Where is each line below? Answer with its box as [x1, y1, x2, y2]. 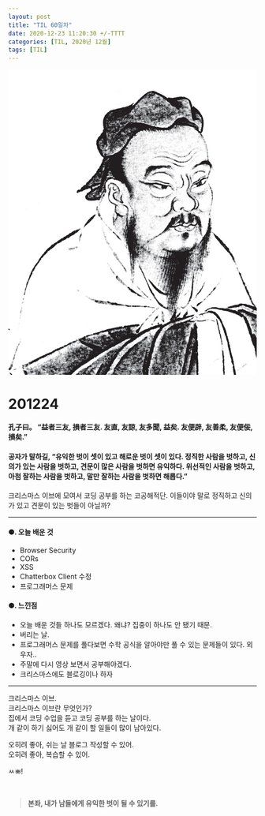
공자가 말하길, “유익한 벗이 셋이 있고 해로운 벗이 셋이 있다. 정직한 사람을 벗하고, [8, 452, 248, 462]
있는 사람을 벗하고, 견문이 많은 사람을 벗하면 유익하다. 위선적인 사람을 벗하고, [22, 462, 256, 471]
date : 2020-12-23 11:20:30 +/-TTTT [8, 29, 125, 37]
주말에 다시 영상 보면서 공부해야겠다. [19, 660, 132, 669]
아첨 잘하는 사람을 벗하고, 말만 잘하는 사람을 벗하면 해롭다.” [8, 472, 188, 481]
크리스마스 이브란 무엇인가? [8, 703, 92, 713]
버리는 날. [19, 630, 50, 639]
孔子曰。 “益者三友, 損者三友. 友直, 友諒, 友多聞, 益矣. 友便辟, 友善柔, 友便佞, [8, 422, 253, 432]
